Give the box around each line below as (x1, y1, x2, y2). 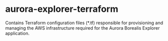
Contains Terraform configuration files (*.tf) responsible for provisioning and (5, 20, 163, 26)
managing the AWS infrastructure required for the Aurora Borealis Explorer (5, 25, 160, 31)
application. (5, 30, 30, 36)
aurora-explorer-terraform (5, 3, 119, 15)
